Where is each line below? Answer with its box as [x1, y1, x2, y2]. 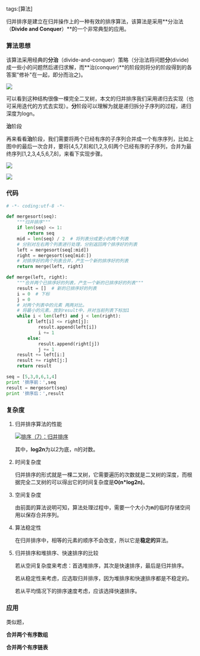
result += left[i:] [17, 352, 65, 358]
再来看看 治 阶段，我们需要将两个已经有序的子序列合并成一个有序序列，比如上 [6, 135, 194, 143]
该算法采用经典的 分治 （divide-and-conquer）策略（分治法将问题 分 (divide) [6, 56, 189, 64]
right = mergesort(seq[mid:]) [17, 252, 92, 258]
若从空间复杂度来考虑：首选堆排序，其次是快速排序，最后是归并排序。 [14, 562, 187, 569]
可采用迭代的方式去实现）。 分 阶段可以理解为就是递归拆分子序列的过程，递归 [6, 103, 192, 110]
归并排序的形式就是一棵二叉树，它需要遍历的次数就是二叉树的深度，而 [14, 471, 187, 478]
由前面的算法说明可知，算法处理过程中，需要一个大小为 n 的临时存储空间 [14, 503, 190, 511]
